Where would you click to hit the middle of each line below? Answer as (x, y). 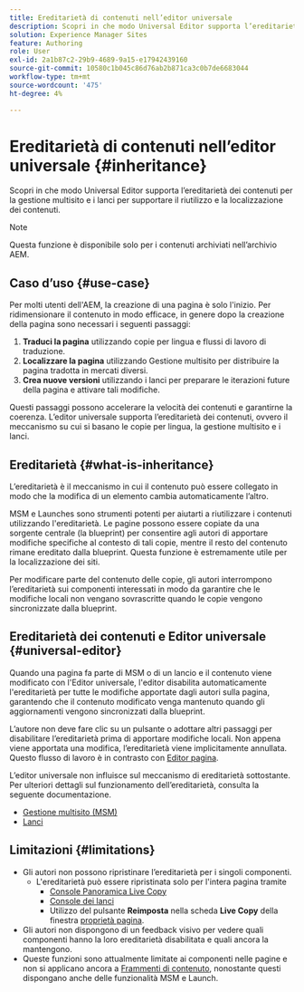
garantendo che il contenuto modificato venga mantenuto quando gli (137, 701)
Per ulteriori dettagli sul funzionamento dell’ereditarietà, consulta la (134, 785)
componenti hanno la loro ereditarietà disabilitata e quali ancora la (145, 939)
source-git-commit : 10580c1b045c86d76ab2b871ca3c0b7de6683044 (129, 69)
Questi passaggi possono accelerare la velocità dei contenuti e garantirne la (151, 408)
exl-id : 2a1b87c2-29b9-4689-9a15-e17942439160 (99, 60)
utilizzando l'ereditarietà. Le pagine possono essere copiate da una (134, 524)
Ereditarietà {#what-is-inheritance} (112, 464)
